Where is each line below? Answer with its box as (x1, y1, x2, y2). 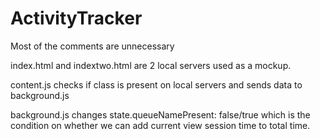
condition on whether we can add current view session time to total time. (10, 119, 311, 131)
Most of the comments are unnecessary (10, 40, 175, 52)
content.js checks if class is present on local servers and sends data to (10, 78, 303, 91)
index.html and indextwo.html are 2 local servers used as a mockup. (10, 59, 292, 71)
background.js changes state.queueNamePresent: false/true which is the (10, 108, 311, 121)
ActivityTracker (10, 7, 143, 30)
